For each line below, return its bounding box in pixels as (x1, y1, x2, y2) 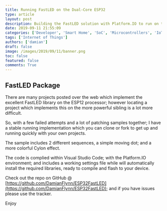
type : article (5, 12, 35, 17)
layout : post (5, 16, 32, 21)
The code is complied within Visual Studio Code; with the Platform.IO (5, 154, 147, 160)
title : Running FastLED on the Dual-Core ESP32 (5, 7, 106, 12)
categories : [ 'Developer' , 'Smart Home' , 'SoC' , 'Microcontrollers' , (5, 30, 153, 35)
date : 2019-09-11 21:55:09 (5, 26, 61, 31)
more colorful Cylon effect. (5, 145, 61, 151)
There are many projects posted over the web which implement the (5, 94, 143, 100)
